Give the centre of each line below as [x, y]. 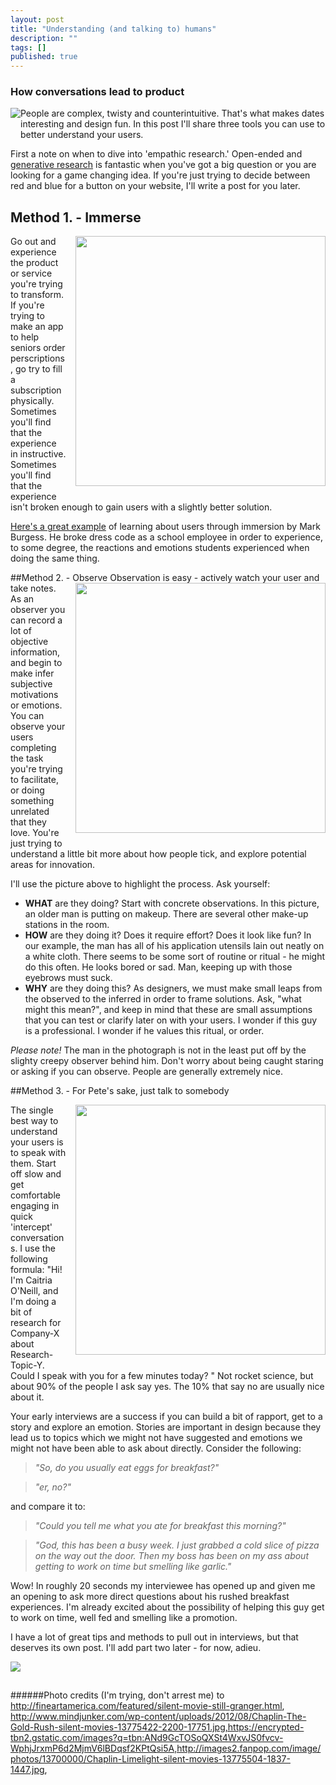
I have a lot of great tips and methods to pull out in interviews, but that [154, 1637]
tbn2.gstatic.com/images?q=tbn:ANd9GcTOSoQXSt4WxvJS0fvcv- [147, 1738]
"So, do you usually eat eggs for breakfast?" [127, 1468]
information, [35, 652]
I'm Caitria [31, 1280]
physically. [32, 401]
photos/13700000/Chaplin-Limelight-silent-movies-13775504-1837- [150, 1759]
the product [34, 263]
